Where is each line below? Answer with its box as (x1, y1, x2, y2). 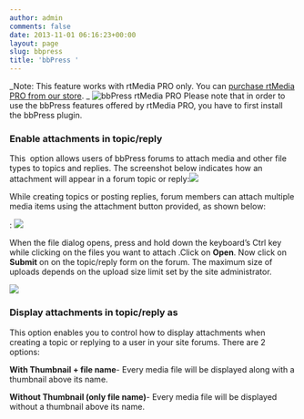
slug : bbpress (9, 47, 64, 56)
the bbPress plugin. (9, 110, 83, 120)
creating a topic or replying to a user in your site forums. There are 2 (9, 336, 266, 347)
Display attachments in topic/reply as (9, 306, 178, 319)
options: (9, 346, 41, 357)
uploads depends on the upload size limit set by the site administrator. (9, 266, 272, 278)
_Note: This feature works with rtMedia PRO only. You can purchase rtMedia (9, 81, 296, 91)
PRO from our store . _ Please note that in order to (9, 90, 286, 101)
